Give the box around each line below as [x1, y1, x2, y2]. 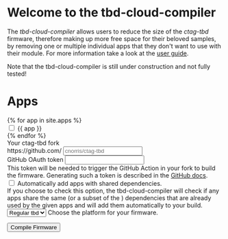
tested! [7, 70, 27, 78]
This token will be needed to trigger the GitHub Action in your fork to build [7, 164, 216, 172]
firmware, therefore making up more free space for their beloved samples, [7, 34, 217, 42]
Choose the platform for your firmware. [47, 208, 159, 216]
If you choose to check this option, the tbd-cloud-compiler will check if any [7, 186, 220, 195]
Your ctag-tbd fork [7, 139, 60, 147]
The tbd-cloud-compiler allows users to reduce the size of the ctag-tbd [7, 27, 209, 36]
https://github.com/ [7, 146, 62, 154]
